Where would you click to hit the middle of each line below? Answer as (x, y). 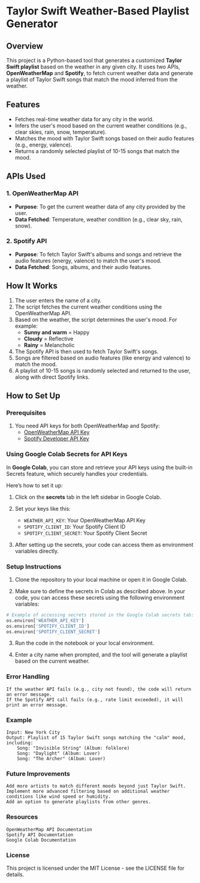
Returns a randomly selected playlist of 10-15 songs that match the (97, 151)
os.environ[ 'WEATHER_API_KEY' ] (45, 620)
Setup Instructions (34, 567)
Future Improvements (38, 774)
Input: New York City (33, 732)
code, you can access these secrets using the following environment (100, 597)
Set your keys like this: (43, 508)
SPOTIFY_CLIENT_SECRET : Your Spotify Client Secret (86, 533)
